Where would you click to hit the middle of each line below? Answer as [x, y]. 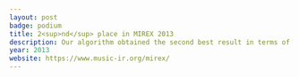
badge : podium [36, 26]
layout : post [34, 17]
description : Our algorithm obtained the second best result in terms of [150, 42]
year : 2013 [30, 50]
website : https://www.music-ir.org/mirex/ [90, 58]
